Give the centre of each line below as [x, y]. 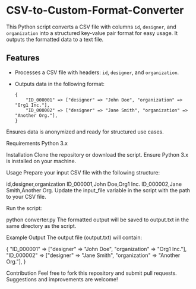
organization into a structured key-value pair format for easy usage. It [92, 33]
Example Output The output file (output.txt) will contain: [74, 237]
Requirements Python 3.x [37, 143]
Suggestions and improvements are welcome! [62, 279]
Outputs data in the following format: [60, 84]
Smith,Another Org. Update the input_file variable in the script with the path [98, 190]
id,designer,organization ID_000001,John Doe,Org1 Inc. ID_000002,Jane [94, 184]
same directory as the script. [41, 226]
